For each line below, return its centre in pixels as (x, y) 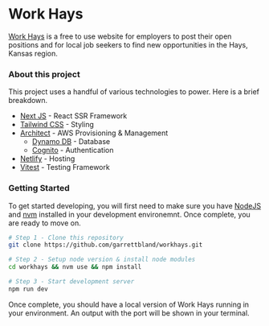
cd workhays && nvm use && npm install (75, 267)
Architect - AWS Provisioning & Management (94, 133)
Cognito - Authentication (73, 151)
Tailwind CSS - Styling (57, 125)
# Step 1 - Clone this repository (66, 237)
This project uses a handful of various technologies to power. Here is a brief (134, 92)
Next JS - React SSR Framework (73, 116)
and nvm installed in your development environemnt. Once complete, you (129, 214)
